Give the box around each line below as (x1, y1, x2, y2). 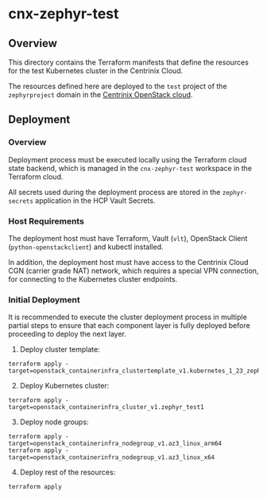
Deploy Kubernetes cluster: (19, 381, 110, 391)
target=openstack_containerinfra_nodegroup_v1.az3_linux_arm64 (8, 439, 222, 448)
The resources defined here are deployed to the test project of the (8, 81, 228, 91)
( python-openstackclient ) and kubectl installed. (8, 242, 164, 251)
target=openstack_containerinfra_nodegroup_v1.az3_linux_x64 (8, 454, 215, 462)
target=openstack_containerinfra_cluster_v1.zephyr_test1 (8, 403, 204, 411)
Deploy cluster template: (19, 345, 101, 354)
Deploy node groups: (19, 417, 89, 427)
